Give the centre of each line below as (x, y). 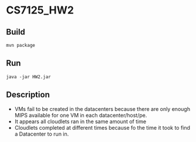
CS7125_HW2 (40, 10)
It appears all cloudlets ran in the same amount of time (80, 121)
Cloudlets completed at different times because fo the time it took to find (102, 127)
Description (28, 95)
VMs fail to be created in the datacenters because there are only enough (102, 109)
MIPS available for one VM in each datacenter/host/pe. (81, 115)
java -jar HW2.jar (28, 77)
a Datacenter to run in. (42, 134)
